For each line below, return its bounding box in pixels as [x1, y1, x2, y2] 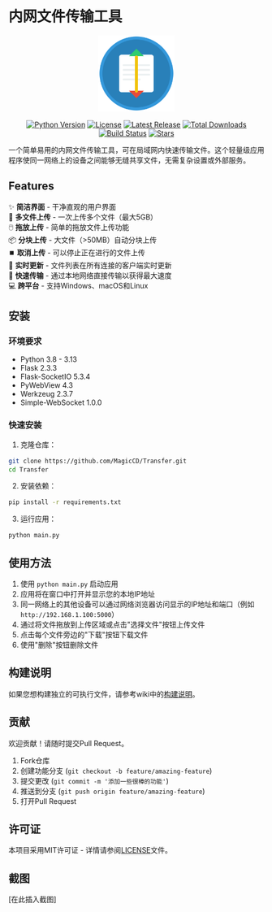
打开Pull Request [19, 796, 77, 806]
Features [8, 180, 54, 193]
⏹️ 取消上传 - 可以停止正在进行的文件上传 [8, 247, 146, 257]
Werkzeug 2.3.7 [19, 389, 73, 399]
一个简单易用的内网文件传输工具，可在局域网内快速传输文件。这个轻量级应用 [8, 145, 265, 154]
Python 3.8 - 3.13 [19, 354, 77, 364]
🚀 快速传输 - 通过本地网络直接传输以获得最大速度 [8, 270, 172, 280]
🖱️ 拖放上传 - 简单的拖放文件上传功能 [8, 222, 130, 232]
